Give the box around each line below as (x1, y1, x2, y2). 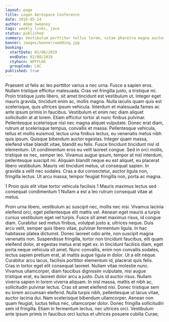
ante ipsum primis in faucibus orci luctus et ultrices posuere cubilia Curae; (5, 311, 159, 317)
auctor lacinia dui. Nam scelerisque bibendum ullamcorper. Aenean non (5, 295, 153, 301)
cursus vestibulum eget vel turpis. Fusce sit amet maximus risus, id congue (5, 214, 161, 220)
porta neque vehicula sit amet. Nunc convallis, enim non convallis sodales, (5, 247, 159, 252)
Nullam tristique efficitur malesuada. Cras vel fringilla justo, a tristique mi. (5, 88, 157, 93)
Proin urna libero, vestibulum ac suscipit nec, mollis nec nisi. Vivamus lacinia (5, 204, 164, 209)
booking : (5, 45, 24, 50)
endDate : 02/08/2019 (10, 54, 53, 60)
